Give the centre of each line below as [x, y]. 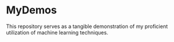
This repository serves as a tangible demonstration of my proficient [87, 26]
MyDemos [32, 10]
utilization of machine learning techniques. [57, 32]
